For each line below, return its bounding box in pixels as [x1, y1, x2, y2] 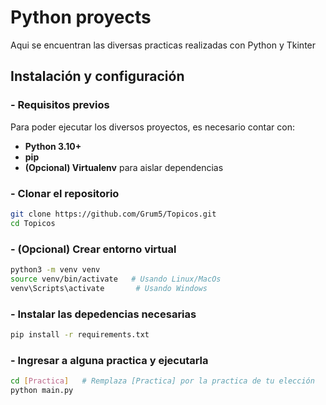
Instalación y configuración [10, 68, 185, 85]
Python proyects [10, 6, 152, 29]
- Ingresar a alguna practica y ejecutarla [10, 353, 209, 367]
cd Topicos [10, 218, 56, 228]
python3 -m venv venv [10, 264, 101, 275]
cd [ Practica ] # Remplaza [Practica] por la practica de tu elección [10, 376, 315, 386]
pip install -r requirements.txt [10, 329, 150, 340]
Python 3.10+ [24, 140, 82, 152]
